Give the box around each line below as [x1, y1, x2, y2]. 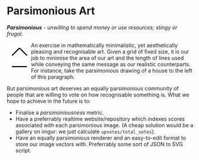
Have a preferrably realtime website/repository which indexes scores [15, 115, 185, 123]
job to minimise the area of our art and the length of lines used [31, 54, 184, 61]
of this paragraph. [31, 73, 75, 80]
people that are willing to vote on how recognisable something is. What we [7, 91, 189, 98]
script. [15, 147, 32, 154]
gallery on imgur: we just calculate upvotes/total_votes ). [15, 128, 156, 135]
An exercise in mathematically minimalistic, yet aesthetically [31, 42, 178, 49]
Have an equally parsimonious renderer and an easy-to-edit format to [15, 134, 186, 141]
